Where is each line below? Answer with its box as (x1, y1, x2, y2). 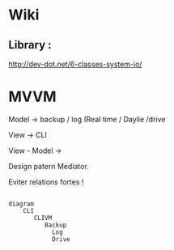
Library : (8, 38, 52, 52)
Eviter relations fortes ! (8, 176, 84, 187)
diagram (8, 200, 35, 208)
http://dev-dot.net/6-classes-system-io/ (8, 59, 142, 69)
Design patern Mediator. (8, 161, 89, 171)
